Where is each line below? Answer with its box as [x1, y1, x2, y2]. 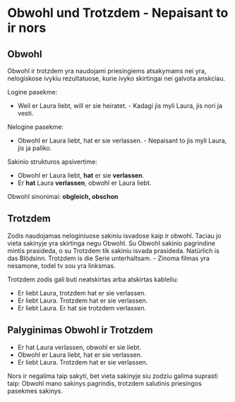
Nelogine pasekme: [7, 123, 64, 131]
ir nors [7, 20, 47, 36]
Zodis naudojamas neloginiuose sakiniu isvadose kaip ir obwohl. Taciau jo [7, 231, 222, 240]
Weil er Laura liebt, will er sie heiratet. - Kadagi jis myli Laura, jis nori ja [17, 102, 222, 110]
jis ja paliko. [17, 144, 52, 152]
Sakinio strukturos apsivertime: [7, 157, 97, 166]
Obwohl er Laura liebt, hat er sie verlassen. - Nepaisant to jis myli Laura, [17, 136, 227, 145]
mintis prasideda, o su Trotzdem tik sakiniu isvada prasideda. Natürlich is [7, 246, 220, 255]
